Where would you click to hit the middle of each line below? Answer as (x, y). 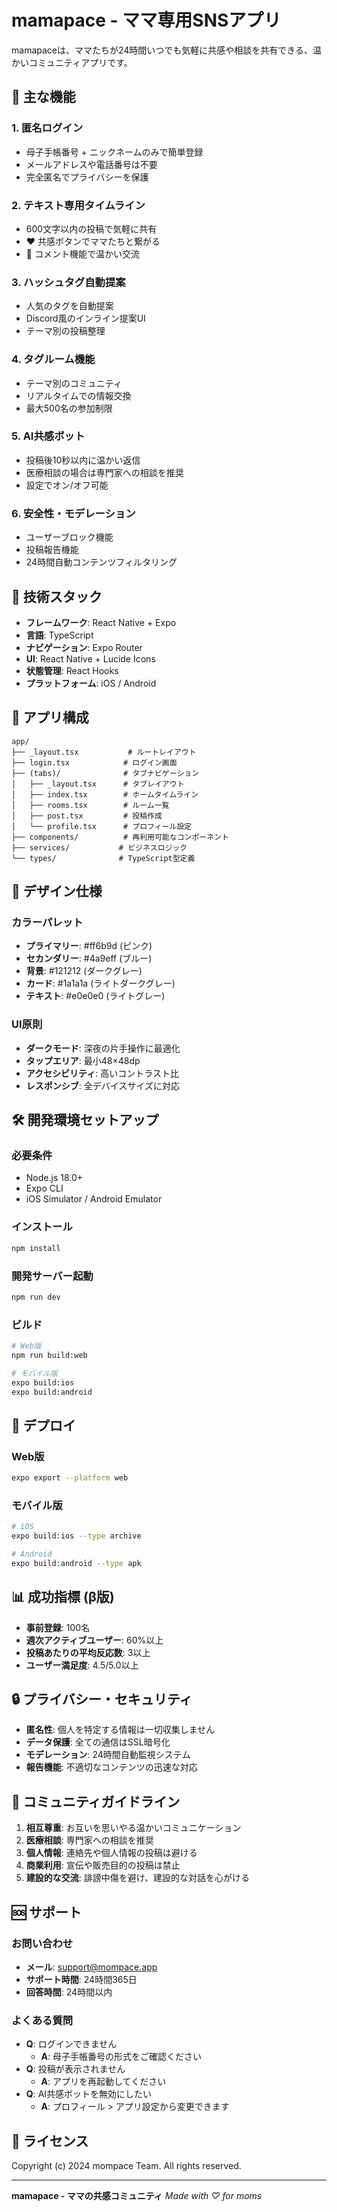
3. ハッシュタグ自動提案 (68, 282)
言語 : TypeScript (59, 635)
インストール (42, 1227)
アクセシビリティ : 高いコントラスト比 (102, 1073)
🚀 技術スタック (57, 596)
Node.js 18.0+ (54, 1178)
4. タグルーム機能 (53, 359)
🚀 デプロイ (43, 1425)
